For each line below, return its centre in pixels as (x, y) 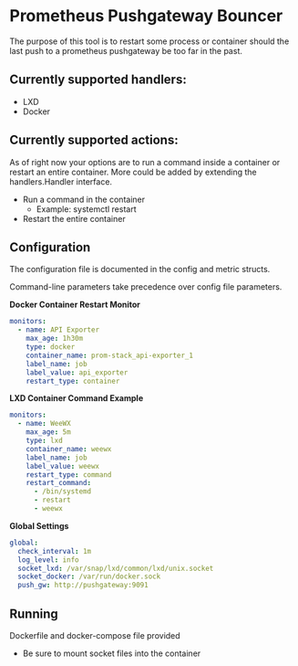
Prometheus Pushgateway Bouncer (146, 16)
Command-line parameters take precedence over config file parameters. (146, 287)
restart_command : (59, 483)
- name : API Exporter (59, 330)
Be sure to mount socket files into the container (112, 653)
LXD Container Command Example (77, 398)
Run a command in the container (84, 199)
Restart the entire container (74, 218)
